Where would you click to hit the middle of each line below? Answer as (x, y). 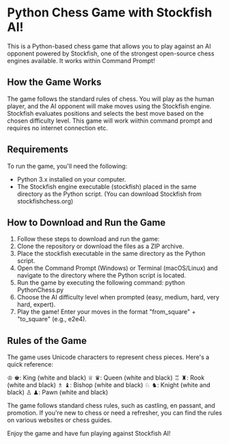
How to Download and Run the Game (86, 222)
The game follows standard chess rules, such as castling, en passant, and (111, 406)
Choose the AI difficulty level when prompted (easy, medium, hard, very (118, 297)
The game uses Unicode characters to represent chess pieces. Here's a (108, 357)
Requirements (38, 150)
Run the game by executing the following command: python (101, 283)
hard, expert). (36, 305)
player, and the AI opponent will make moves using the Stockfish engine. (109, 106)
